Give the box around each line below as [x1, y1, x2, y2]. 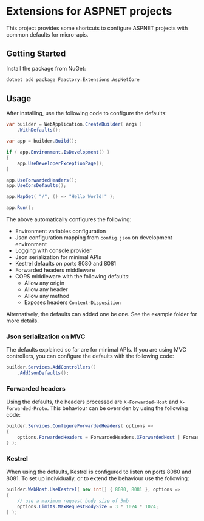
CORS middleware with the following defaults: [15, 273, 130, 280]
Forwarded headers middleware [15, 266, 95, 274]
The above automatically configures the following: [6, 216, 132, 223]
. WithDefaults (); [17, 127, 61, 133]
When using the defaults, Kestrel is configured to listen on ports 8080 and [6, 468, 191, 476]
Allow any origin [24, 279, 65, 287]
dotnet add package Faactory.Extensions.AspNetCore [6, 76, 140, 83]
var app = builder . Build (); [6, 138, 78, 144]
